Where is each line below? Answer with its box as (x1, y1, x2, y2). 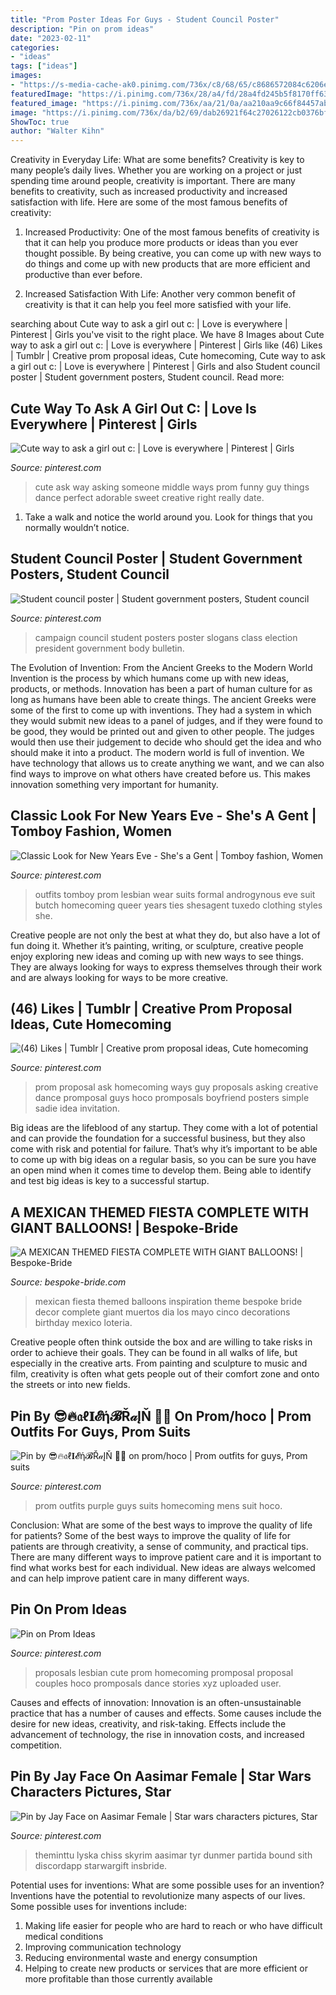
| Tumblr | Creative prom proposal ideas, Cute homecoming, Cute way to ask (10, 350, 326, 362)
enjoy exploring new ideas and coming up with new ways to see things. (10, 950, 304, 962)
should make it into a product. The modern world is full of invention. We (10, 746, 305, 758)
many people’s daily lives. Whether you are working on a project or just (10, 164, 303, 176)
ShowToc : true (10, 117, 70, 127)
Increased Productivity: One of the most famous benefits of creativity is (24, 226, 320, 238)
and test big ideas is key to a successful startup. (10, 1175, 210, 1187)
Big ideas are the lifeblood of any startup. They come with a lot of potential (10, 1122, 318, 1134)
